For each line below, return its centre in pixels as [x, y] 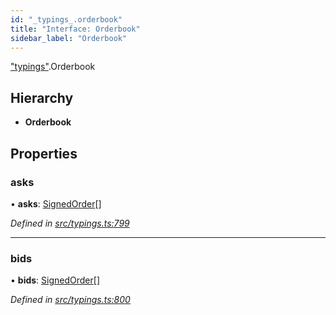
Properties [44, 153]
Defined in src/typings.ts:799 [70, 223]
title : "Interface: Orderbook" [75, 29]
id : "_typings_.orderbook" [66, 19]
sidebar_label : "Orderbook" [69, 38]
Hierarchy [42, 97]
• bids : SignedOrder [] [55, 280]
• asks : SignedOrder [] [56, 203]
